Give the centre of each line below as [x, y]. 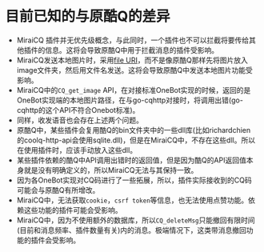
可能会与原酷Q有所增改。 [58, 190]
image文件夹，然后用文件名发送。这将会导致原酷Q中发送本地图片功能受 [134, 70]
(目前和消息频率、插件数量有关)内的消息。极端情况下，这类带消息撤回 [132, 230]
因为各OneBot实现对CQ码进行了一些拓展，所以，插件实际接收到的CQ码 [134, 180]
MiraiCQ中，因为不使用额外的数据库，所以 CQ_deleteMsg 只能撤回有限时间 [136, 220]
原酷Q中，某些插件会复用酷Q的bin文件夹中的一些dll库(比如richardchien [134, 130]
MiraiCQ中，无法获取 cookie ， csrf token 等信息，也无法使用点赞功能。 [132, 200]
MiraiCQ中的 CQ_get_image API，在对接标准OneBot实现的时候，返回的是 [134, 90]
